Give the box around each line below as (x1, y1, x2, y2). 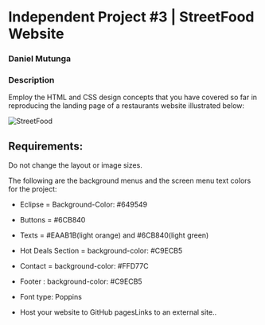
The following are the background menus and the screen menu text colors (8, 176, 251, 186)
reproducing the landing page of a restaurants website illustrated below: (8, 101, 245, 110)
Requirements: (8, 139, 84, 153)
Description (8, 75, 55, 86)
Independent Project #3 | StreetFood (8, 8, 255, 26)
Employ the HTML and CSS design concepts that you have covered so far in (8, 92, 257, 103)
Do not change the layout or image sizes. (8, 161, 143, 170)
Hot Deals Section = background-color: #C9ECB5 (19, 246, 183, 256)
